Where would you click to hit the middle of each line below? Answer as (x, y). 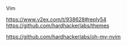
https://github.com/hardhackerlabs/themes (58, 26)
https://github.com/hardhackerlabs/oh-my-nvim (63, 37)
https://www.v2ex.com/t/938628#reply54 (56, 19)
